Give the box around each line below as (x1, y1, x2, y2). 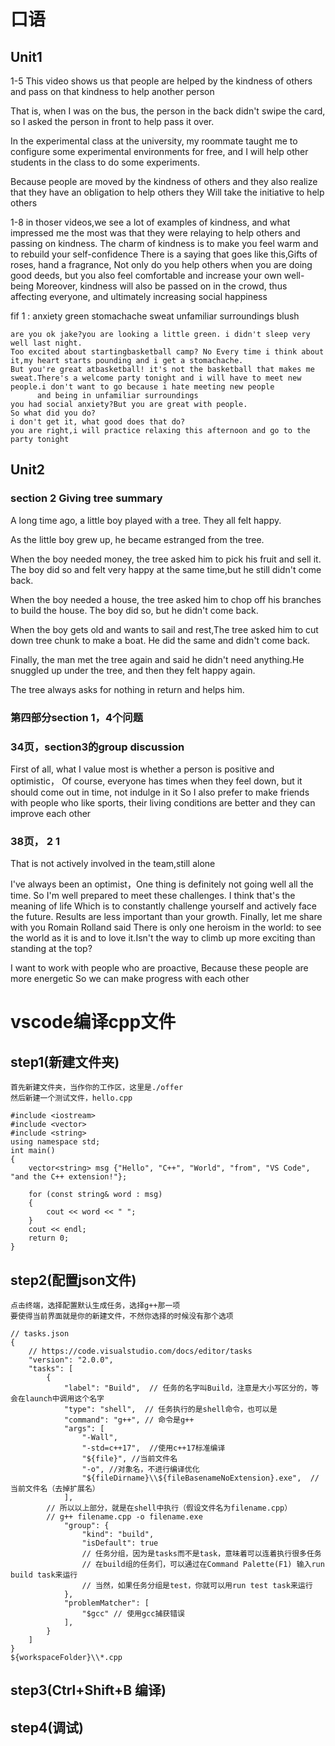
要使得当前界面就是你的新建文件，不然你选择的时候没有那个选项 (10, 1311, 234, 1322)
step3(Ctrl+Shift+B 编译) (10, 1682, 167, 1699)
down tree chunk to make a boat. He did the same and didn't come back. (10, 634, 311, 646)
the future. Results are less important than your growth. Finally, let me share (10, 911, 323, 923)
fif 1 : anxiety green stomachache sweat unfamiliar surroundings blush (10, 310, 300, 322)
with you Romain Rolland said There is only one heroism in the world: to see (10, 921, 322, 934)
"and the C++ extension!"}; (10, 1172, 128, 1182)
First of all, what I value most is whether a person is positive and (10, 763, 275, 775)
